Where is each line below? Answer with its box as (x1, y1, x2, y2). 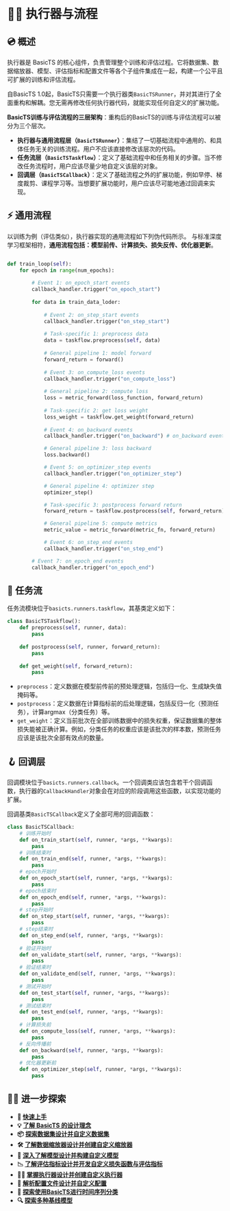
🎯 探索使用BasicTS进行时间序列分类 (16, 1188, 118, 1196)
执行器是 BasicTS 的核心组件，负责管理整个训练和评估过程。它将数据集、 (7, 58, 214, 66)
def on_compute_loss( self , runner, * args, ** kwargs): (19, 1028, 176, 1035)
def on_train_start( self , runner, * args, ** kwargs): (19, 836, 173, 843)
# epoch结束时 (19, 887, 57, 894)
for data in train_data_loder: (31, 299, 121, 306)
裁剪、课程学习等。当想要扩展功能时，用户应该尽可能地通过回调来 (23, 179, 209, 187)
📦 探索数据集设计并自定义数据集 (16, 1129, 110, 1138)
